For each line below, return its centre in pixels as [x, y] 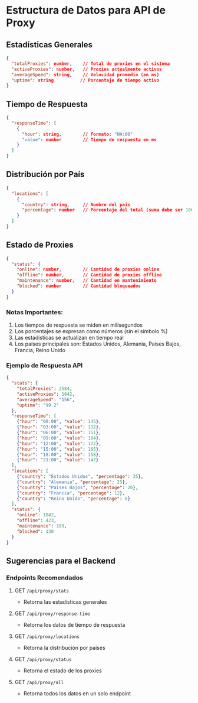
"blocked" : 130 [35, 531]
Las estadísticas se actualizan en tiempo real [69, 337]
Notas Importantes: [34, 312]
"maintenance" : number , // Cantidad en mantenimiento [87, 281]
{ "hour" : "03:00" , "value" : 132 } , [59, 427]
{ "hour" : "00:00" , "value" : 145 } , [59, 422]
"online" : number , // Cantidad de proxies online [88, 269]
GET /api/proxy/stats [42, 591]
